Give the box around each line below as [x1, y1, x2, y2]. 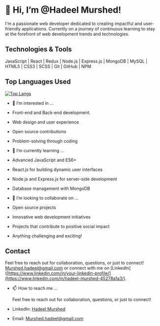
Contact [5, 247, 30, 255]
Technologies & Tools [5, 45, 72, 53]
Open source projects [12, 204, 56, 210]
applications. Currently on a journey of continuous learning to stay [22, 25, 155, 31]
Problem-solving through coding [12, 138, 78, 144]
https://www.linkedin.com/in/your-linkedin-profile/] [8, 270, 111, 276]
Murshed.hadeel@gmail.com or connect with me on [5, 265, 110, 271]
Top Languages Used [5, 78, 71, 86]
